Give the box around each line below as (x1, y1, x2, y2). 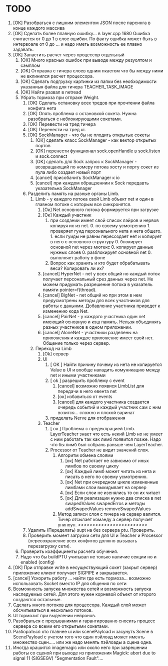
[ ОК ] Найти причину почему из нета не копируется (50, 361, 162, 367)
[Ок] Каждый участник (42, 212, 91, 218)
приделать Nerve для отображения (50, 415, 125, 421)
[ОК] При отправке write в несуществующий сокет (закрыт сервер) (12, 564, 157, 570)
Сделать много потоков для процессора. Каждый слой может (12, 602, 146, 608)
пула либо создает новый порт (35, 169, 101, 175)
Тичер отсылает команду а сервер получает (57, 516, 153, 522)
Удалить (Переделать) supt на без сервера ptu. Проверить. (27, 527, 155, 533)
